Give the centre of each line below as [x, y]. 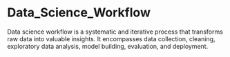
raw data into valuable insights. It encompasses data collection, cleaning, [111, 38]
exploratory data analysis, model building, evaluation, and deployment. [108, 46]
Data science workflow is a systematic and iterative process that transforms [115, 32]
